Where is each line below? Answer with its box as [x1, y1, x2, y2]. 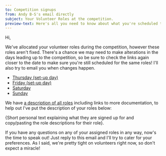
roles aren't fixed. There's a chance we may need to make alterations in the [5, 49, 159, 55]
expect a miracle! [5, 145, 41, 151]
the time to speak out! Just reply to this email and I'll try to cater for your [5, 135, 152, 141]
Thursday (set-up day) [12, 75, 58, 80]
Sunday [12, 90, 28, 96]
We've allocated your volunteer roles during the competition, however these [5, 44, 160, 50]
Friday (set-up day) [12, 80, 52, 86]
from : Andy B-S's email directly [5, 12, 74, 17]
